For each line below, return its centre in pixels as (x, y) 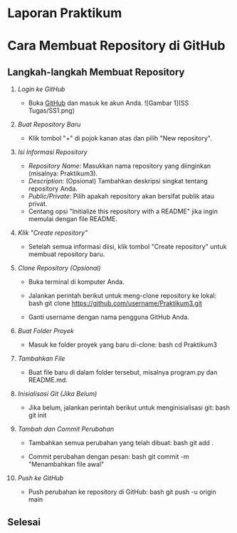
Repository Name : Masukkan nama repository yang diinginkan (120, 166)
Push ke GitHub (41, 478)
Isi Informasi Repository (52, 152)
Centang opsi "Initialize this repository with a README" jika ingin (123, 211)
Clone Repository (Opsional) (59, 268)
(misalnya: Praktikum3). (63, 173)
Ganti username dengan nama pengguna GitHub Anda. (109, 317)
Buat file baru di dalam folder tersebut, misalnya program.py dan (123, 372)
